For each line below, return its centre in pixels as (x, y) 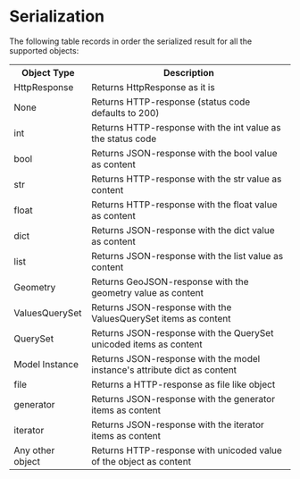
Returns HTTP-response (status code (171, 102)
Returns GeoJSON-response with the (170, 282)
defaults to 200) (125, 113)
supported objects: (44, 50)
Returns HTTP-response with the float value (184, 205)
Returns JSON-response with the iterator (178, 424)
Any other (34, 450)
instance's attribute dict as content (164, 370)
